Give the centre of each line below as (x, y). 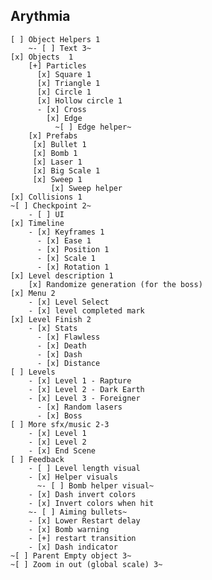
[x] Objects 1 (42, 57)
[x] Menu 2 (33, 293)
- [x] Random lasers (79, 407)
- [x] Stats (53, 328)
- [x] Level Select (69, 302)
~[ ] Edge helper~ (93, 127)
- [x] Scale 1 (66, 258)
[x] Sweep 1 (57, 179)
